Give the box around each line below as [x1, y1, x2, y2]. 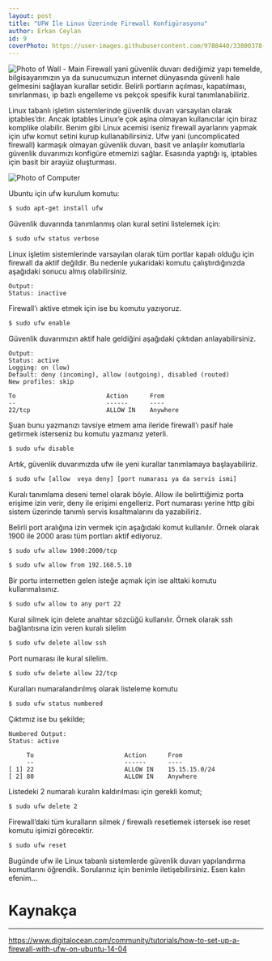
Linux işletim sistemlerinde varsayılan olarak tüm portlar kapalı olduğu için [8, 249, 255, 259]
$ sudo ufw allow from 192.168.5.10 [8, 561, 132, 569]
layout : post [8, 11, 53, 20]
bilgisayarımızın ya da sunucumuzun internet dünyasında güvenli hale [8, 73, 240, 83]
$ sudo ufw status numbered [8, 699, 104, 708]
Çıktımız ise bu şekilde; [8, 714, 86, 724]
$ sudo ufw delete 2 [8, 802, 79, 810]
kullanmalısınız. [8, 585, 59, 594]
